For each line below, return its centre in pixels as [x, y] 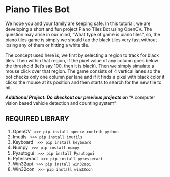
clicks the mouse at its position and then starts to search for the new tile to [83, 82]
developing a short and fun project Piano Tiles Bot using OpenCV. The [79, 29]
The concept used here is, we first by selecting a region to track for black [82, 55]
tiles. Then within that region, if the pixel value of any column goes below [82, 60]
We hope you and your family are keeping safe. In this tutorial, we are [78, 23]
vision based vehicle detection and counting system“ [61, 103]
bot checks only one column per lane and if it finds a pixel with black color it [85, 77]
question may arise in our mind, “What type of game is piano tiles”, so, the [83, 34]
